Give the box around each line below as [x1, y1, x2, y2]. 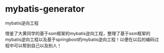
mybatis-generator [5, 3, 85, 15]
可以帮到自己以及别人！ [13, 42, 62, 48]
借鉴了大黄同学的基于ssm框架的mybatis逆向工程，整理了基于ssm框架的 [5, 30, 151, 36]
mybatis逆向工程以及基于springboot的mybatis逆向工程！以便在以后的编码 [5, 36, 155, 42]
